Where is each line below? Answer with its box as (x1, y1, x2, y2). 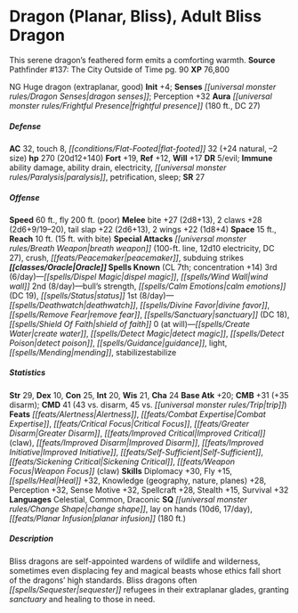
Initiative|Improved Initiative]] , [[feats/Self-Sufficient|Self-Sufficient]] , (9, 446, 264, 457)
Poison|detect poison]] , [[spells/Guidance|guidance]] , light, (9, 337, 228, 348)
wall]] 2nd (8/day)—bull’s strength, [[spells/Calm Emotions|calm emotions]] (9, 281, 286, 291)
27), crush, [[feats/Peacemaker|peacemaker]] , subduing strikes (9, 252, 245, 263)
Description (9, 533, 54, 544)
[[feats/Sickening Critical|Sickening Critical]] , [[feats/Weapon (9, 456, 236, 467)
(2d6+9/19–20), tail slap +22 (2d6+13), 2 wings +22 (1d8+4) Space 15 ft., (9, 224, 278, 234)
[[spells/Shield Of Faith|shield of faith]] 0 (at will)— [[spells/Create (9, 318, 251, 329)
